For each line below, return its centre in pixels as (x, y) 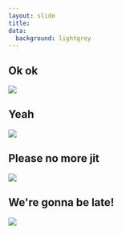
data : (17, 30)
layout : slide (32, 16)
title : (19, 23)
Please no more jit (54, 158)
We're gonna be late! (61, 202)
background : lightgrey (53, 38)
